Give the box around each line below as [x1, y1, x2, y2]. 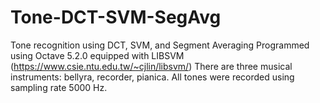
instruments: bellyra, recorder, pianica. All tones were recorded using [10, 71, 295, 83]
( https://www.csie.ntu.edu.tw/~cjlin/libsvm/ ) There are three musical [10, 60, 293, 72]
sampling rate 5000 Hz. [10, 81, 108, 93]
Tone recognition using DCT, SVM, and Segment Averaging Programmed [10, 39, 310, 51]
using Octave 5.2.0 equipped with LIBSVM [10, 49, 185, 61]
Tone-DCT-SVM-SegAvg [10, 6, 222, 29]
